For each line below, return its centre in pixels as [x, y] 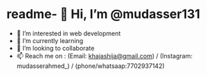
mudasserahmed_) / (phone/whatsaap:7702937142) [91, 66]
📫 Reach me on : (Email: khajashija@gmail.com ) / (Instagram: [105, 55]
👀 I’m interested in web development [69, 33]
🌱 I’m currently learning [50, 40]
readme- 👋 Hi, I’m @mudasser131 [103, 14]
